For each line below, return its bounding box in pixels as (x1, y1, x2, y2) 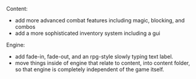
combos (14, 24, 36, 30)
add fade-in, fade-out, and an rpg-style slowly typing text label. (14, 53, 174, 60)
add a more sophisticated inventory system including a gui (14, 30, 161, 37)
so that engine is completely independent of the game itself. (14, 66, 165, 73)
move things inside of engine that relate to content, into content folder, (14, 60, 191, 66)
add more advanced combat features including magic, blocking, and (14, 17, 185, 24)
